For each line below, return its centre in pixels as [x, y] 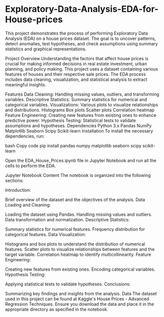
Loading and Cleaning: [28, 205]
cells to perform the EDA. [31, 166]
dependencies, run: [25, 136]
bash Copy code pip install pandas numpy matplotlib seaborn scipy [73, 145]
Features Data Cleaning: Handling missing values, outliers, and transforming [82, 94]
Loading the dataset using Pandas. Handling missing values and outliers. [79, 214]
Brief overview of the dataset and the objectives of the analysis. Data [75, 199]
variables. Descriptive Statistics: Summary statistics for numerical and [76, 99]
